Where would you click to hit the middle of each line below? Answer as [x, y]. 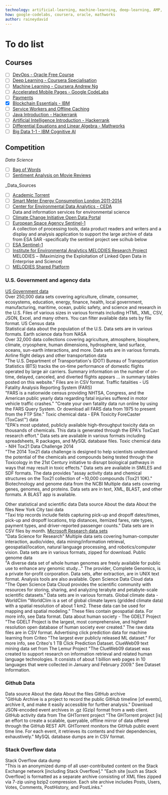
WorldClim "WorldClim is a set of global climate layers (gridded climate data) [84, 600]
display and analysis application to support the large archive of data [82, 234]
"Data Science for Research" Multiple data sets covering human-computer [82, 536]
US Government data [27, 291]
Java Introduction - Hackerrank [45, 114]
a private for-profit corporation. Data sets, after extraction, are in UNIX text [82, 574]
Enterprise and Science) [37, 262]
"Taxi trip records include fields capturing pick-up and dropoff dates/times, [83, 515]
